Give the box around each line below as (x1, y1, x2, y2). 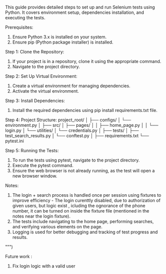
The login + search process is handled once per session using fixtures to (12, 192, 162, 198)
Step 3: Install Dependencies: (5, 98, 65, 104)
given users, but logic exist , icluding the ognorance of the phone (12, 203, 146, 209)
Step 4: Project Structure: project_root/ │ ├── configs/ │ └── (5, 117, 131, 123)
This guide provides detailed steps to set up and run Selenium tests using (5, 4, 155, 10)
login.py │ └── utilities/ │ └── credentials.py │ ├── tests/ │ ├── (5, 127, 139, 133)
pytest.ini (5, 138, 24, 144)
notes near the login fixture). (12, 213, 71, 219)
